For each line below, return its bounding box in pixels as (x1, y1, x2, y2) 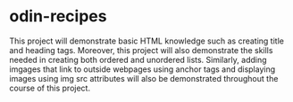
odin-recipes (9, 6, 107, 27)
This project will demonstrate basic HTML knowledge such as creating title (9, 35, 284, 46)
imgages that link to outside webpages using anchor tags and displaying (9, 64, 276, 75)
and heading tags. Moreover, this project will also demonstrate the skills (9, 44, 273, 55)
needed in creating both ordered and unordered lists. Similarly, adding (9, 54, 267, 65)
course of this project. (9, 82, 91, 93)
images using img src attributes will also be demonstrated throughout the (9, 73, 279, 83)
